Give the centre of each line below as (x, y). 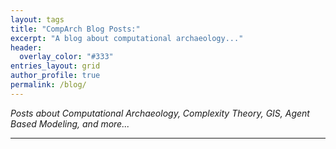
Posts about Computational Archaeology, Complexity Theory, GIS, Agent (160, 113)
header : (26, 47)
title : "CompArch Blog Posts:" (75, 29)
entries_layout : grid (55, 66)
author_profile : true (55, 76)
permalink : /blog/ (48, 85)
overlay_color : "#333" (66, 57)
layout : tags (37, 19)
